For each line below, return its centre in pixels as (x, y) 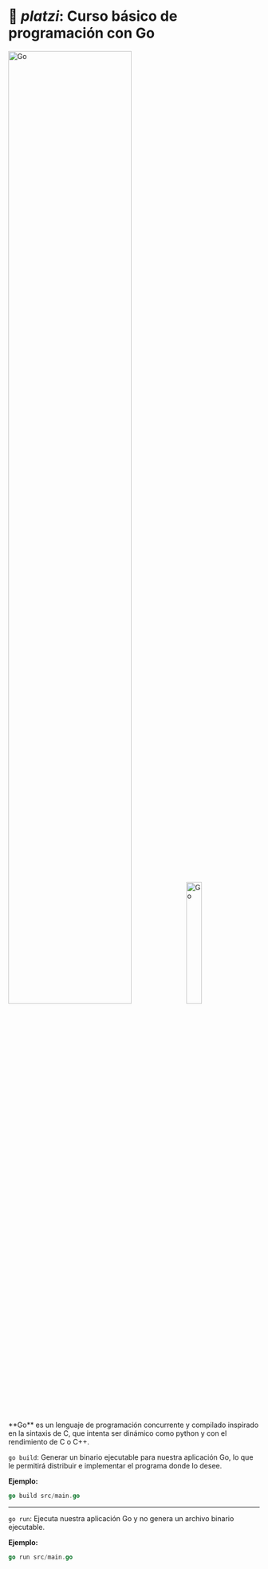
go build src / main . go (44, 1496)
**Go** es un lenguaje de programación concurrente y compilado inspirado (134, 1425)
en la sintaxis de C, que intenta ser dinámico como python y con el (118, 1433)
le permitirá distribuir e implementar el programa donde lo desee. (115, 1465)
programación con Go (82, 33)
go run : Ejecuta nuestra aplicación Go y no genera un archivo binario (121, 1518)
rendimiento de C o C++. (49, 1441)
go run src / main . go (41, 1557)
